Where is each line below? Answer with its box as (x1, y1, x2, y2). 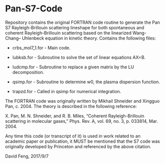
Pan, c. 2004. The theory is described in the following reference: (5, 103, 137, 109)
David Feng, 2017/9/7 (5, 153, 49, 159)
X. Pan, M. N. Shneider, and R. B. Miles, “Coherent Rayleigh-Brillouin (5, 112, 145, 119)
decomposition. (12, 69, 45, 75)
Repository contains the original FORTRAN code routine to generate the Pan (5, 19, 160, 25)
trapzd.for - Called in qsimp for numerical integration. (12, 88, 121, 94)
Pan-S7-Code (5, 3, 63, 14)
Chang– (5, 35, 21, 41)
